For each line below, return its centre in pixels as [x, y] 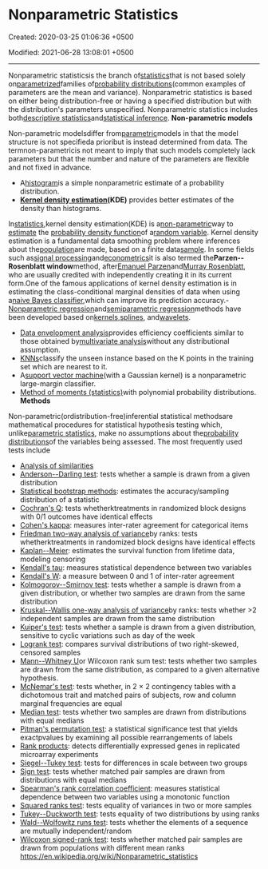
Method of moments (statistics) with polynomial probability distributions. [138, 392]
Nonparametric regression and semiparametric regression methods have [125, 309]
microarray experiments [59, 754]
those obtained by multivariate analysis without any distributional [124, 341]
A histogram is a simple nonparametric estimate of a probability [122, 182]
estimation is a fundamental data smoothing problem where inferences [124, 241]
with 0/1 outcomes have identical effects [86, 516]
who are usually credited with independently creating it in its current [120, 274]
